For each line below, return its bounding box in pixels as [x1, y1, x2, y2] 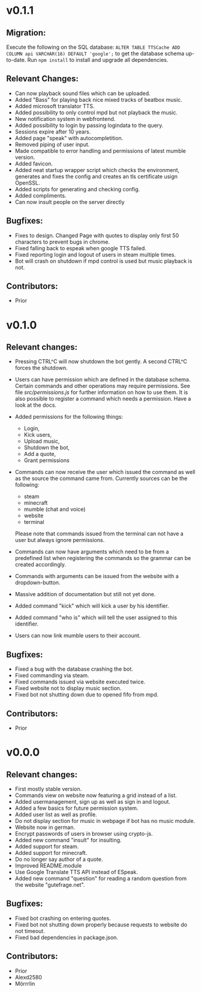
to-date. [6, 57, 26, 63]
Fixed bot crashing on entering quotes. [14, 914, 111, 922]
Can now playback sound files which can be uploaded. [14, 90, 151, 97]
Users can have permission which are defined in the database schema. [14, 376, 191, 383]
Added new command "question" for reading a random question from [14, 875, 187, 882]
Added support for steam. [14, 843, 79, 850]
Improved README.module [14, 862, 82, 869]
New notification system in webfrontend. [14, 115, 116, 122]
